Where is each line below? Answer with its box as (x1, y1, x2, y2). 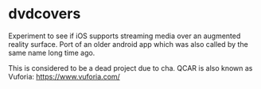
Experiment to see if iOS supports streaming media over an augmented (8, 31, 241, 41)
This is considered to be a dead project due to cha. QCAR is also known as (8, 63, 253, 72)
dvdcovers (8, 5, 81, 23)
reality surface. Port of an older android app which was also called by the (8, 39, 248, 48)
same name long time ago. (8, 48, 95, 57)
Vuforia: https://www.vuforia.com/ (8, 72, 121, 81)
